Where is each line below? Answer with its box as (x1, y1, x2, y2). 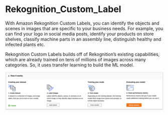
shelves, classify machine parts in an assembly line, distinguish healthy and (5, 36, 161, 42)
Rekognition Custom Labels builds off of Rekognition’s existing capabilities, (5, 51, 160, 57)
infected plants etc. (5, 41, 45, 47)
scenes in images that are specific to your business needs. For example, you (5, 25, 163, 31)
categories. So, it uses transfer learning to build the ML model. (5, 62, 134, 68)
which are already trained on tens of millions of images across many (5, 56, 146, 62)
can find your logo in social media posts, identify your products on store (5, 31, 154, 37)
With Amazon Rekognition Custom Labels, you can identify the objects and (5, 20, 159, 26)
